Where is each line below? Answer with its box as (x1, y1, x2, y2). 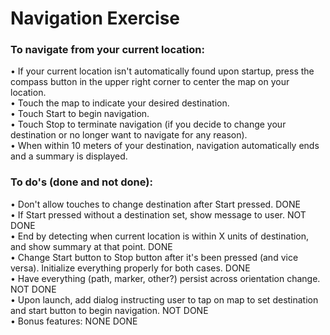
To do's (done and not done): (10, 175, 153, 189)
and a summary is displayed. (10, 150, 128, 162)
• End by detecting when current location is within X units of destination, (10, 230, 310, 242)
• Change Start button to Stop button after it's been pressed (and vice (10, 251, 299, 263)
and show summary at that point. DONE (10, 240, 173, 252)
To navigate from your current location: (10, 43, 205, 57)
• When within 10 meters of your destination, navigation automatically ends (10, 140, 320, 152)
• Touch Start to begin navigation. (10, 108, 150, 120)
